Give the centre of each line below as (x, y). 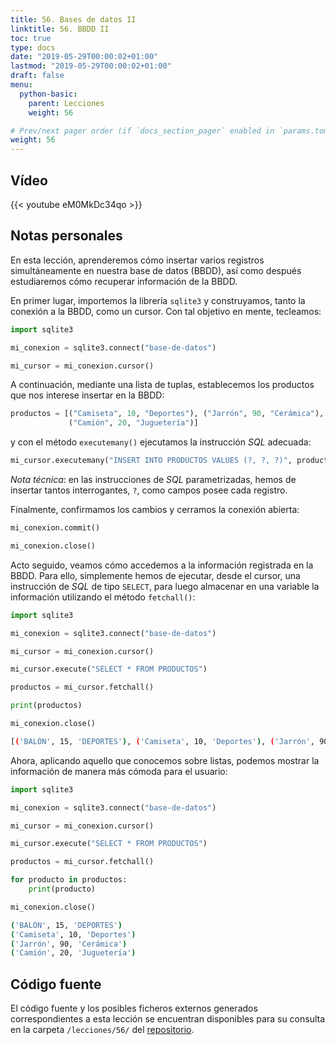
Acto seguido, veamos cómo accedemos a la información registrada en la (162, 565)
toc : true (31, 38)
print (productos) (46, 706)
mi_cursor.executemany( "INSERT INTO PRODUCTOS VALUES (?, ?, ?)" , (151, 461)
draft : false (37, 76)
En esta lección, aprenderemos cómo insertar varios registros (137, 260)
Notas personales (66, 236)
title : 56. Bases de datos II (73, 19)
